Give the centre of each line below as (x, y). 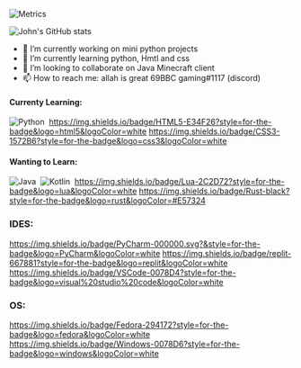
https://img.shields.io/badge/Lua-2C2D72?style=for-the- (179, 182)
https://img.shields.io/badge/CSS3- (214, 131)
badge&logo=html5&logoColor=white (78, 131)
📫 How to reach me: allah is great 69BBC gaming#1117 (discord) (142, 78)
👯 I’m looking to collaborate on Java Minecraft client (119, 68)
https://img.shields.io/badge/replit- (227, 253)
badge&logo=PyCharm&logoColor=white (85, 253)
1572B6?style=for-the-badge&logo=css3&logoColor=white (118, 141)
